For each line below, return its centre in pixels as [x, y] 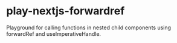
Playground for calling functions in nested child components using [88, 27]
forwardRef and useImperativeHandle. [54, 33]
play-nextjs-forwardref [66, 11]
